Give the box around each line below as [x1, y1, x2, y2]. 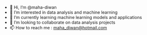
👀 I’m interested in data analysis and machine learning [9, 9, 118, 15]
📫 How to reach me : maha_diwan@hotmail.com [9, 25, 107, 30]
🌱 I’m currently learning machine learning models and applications [9, 15, 142, 20]
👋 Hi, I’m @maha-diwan [9, 5, 57, 10]
